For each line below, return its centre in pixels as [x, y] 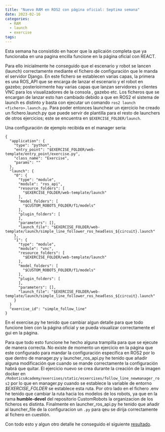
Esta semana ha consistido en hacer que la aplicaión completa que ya [76, 51]
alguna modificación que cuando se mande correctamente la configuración [82, 363]
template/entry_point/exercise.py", [43, 154]
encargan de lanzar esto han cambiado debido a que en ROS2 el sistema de [82, 97]
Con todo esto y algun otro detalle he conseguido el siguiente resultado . [78, 424]
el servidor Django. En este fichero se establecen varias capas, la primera [80, 76]
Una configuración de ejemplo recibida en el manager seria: [66, 127]
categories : [17, 19]
